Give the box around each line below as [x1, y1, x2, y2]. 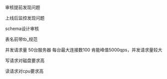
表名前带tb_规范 [5, 36, 38, 42]
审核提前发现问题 [5, 4, 40, 10]
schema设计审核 [5, 25, 39, 31]
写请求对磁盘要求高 [5, 57, 45, 63]
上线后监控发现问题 [5, 15, 45, 21]
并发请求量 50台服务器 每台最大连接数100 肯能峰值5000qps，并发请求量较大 [5, 47, 163, 52]
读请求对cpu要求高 [5, 68, 44, 74]
